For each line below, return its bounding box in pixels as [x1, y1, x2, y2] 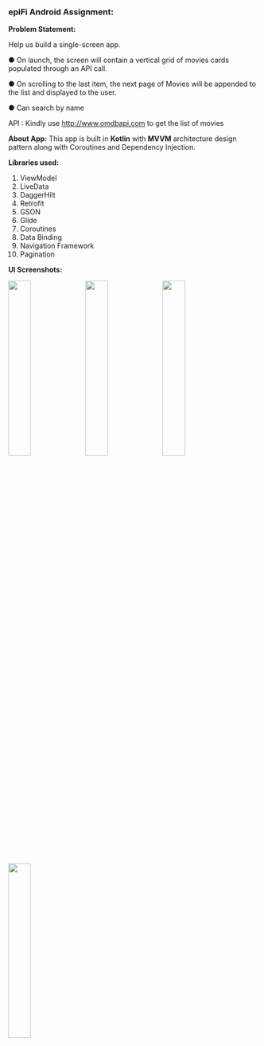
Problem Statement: [8, 25, 76, 34]
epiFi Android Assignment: [8, 6, 114, 18]
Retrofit [19, 198, 45, 209]
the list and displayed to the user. [8, 88, 117, 97]
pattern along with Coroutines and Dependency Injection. [8, 143, 196, 152]
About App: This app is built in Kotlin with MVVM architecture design [8, 134, 237, 143]
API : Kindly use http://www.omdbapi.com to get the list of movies [8, 119, 224, 128]
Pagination [19, 249, 56, 259]
